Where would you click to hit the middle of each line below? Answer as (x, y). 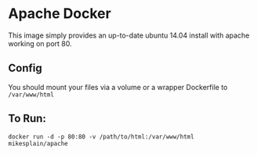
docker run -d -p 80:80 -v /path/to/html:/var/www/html (101, 137)
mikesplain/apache (38, 143)
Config (25, 68)
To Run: (27, 119)
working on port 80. (40, 43)
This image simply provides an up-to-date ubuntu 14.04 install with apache (129, 35)
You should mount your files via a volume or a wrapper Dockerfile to (118, 87)
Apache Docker (60, 14)
